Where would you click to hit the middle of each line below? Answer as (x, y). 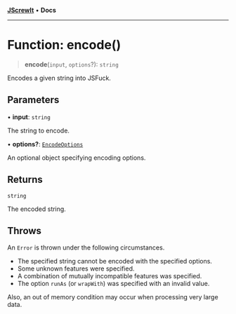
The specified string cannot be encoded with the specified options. (115, 261)
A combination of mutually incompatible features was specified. (110, 276)
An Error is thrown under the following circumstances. (86, 247)
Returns (25, 180)
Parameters (33, 100)
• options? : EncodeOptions (45, 144)
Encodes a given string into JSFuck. (59, 78)
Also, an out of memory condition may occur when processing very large (113, 297)
